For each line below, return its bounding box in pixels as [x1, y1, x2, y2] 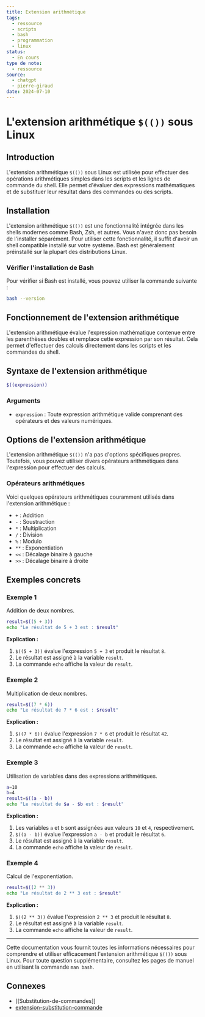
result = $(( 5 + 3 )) [6, 619, 53, 625]
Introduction [6, 152, 55, 163]
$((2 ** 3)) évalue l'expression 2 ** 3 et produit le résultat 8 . [15, 913, 171, 921]
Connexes [6, 981, 46, 991]
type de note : [6, 60, 43, 66]
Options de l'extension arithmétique [6, 435, 146, 445]
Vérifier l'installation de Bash [6, 263, 95, 272]
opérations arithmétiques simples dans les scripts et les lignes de [6, 175, 171, 182]
